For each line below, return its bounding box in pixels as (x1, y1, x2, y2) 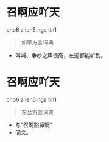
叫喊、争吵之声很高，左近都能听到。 (15, 51, 107, 59)
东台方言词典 (21, 108, 54, 116)
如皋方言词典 (21, 38, 54, 46)
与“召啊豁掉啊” (15, 121, 53, 129)
